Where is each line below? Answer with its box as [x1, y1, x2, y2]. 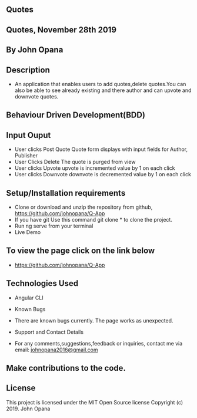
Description [6, 65, 50, 75]
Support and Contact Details [14, 328, 84, 335]
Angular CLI [14, 294, 44, 301]
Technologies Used [6, 278, 78, 288]
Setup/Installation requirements [6, 188, 126, 198]
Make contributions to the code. [6, 363, 126, 373]
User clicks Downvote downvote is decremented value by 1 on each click [14, 171, 191, 178]
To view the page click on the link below [6, 246, 155, 256]
